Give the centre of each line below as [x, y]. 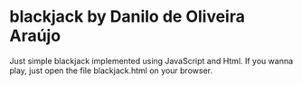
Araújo [35, 36]
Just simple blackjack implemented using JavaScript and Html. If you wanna [151, 61]
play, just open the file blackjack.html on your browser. [111, 71]
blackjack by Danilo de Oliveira [127, 17]
